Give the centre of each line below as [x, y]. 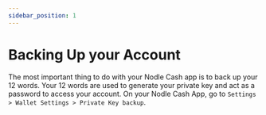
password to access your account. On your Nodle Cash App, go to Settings [132, 94]
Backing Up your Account [95, 54]
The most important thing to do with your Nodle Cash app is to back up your [133, 77]
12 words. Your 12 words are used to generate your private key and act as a [131, 85]
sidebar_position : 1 [43, 15]
